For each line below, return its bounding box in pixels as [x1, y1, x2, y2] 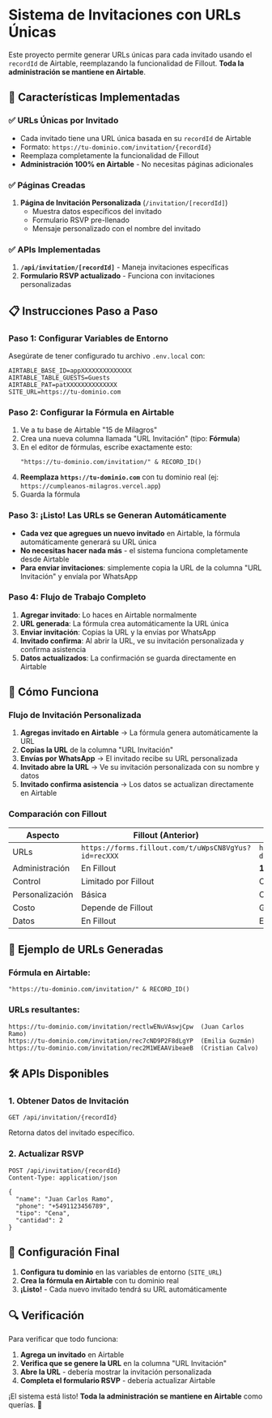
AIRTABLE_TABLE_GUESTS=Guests [8, 373, 111, 382]
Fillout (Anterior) [133, 829, 199, 840]
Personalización [12, 888, 74, 900]
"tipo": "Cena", [15, 1209, 70, 1218]
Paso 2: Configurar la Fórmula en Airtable [8, 406, 175, 418]
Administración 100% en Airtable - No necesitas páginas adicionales [19, 159, 253, 169]
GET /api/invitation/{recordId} [8, 1114, 117, 1122]
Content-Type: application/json [8, 1174, 117, 1182]
